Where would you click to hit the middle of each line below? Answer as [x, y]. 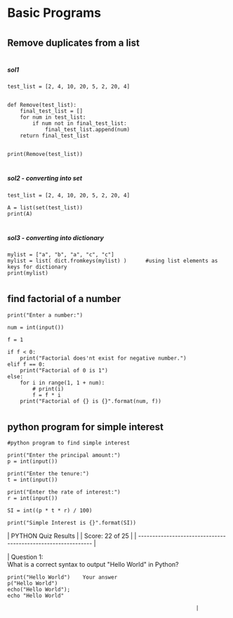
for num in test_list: [53, 117]
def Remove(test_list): [42, 105]
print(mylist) [28, 273]
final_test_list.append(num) [87, 129]
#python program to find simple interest [69, 443]
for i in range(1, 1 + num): [62, 383]
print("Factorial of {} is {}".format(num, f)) [91, 401]
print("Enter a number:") [45, 315]
